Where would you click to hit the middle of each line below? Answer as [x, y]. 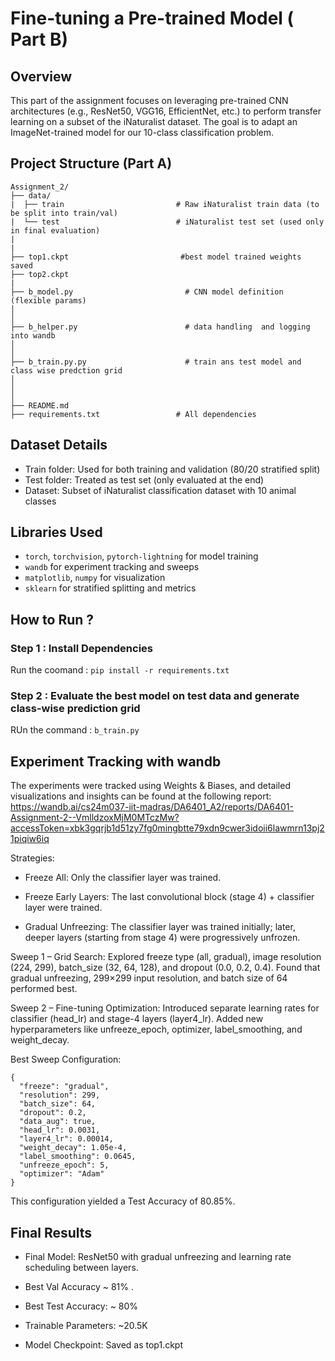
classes [40, 501]
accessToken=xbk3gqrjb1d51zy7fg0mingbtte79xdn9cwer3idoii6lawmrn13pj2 [167, 828]
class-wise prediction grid [75, 709]
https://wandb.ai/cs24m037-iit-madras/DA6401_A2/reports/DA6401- [152, 807]
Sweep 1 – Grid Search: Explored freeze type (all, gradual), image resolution [166, 957]
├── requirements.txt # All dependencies [133, 414]
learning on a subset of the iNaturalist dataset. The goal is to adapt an [154, 121]
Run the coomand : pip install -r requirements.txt [120, 670]
